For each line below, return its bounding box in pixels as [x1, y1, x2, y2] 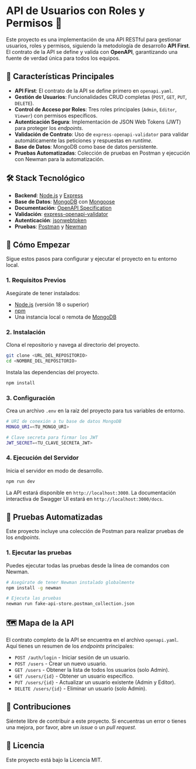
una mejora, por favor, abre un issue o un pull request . [6, 723, 136, 730]
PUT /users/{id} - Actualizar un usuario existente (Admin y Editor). [14, 678, 176, 686]
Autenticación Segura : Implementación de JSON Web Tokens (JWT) [14, 118, 181, 125]
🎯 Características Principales [6, 71, 114, 81]
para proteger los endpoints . [14, 124, 84, 131]
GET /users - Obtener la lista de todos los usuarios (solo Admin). [14, 666, 170, 673]
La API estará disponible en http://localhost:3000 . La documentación [6, 489, 177, 496]
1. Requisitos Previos [6, 276, 66, 285]
